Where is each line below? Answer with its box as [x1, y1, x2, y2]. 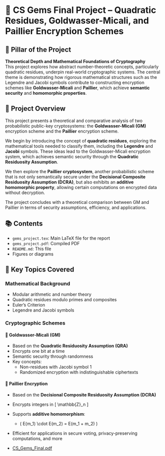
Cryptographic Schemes [5, 320, 65, 326]
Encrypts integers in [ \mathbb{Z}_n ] [12, 401, 89, 407]
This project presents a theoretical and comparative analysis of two [5, 118, 143, 124]
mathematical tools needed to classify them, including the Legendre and [5, 143, 154, 149]
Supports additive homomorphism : [12, 411, 85, 417]
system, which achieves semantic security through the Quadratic [5, 153, 139, 159]
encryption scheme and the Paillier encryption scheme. [5, 128, 119, 134]
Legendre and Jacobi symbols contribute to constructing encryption [5, 79, 145, 85]
